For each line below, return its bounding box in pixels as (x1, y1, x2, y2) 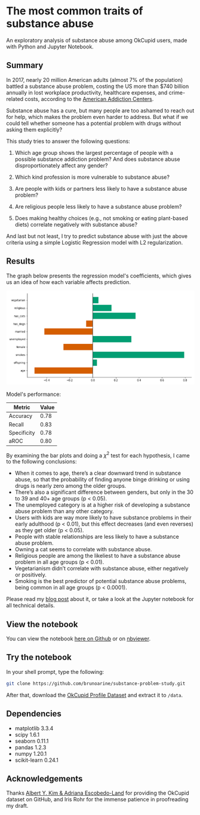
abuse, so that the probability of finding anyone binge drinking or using (14, 476, 190, 483)
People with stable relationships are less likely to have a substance (14, 533, 179, 541)
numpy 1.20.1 (14, 750, 47, 757)
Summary (6, 60, 44, 71)
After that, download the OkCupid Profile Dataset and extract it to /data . (6, 691, 183, 698)
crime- (168, 88, 186, 96)
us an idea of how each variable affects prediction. (6, 278, 131, 285)
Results (6, 256, 35, 267)
